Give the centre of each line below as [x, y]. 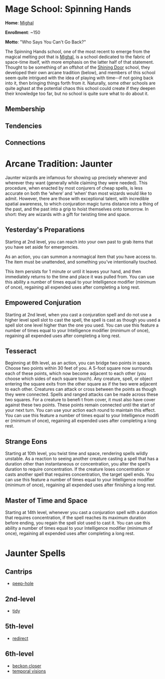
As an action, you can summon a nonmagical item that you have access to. [81, 256]
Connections [25, 143]
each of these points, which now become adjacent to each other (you [76, 374]
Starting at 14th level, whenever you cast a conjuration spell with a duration [81, 512]
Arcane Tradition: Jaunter [59, 164]
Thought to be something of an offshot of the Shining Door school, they [78, 67]
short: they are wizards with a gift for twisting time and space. [68, 214]
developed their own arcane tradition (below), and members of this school [80, 72]
